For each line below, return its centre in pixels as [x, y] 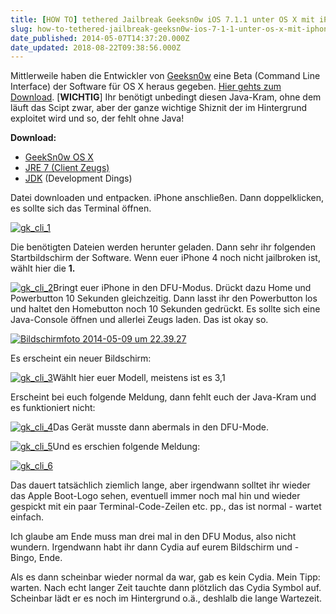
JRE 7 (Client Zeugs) [67, 168]
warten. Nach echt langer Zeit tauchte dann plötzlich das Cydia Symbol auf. [166, 588]
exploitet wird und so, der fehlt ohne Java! [97, 118]
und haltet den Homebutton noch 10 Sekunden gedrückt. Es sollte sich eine [165, 309]
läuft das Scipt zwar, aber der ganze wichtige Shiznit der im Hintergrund [159, 108]
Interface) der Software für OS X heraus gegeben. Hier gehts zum [146, 87]
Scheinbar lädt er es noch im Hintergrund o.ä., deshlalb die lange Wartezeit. [166, 598]
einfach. [27, 517]
